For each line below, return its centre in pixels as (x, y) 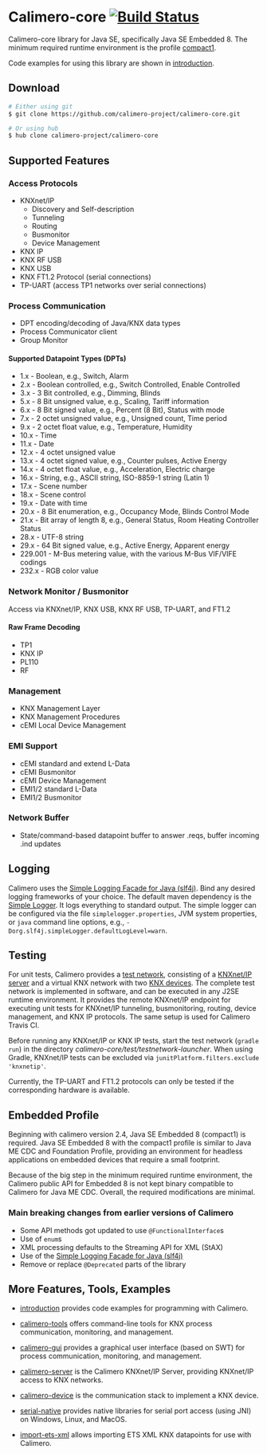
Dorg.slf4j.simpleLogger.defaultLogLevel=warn (87, 931)
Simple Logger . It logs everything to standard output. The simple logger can (132, 905)
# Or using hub (33, 128)
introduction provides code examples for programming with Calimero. (134, 1308)
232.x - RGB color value (59, 571)
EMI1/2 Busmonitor (51, 797)
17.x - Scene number (53, 486)
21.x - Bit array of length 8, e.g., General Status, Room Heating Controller (139, 520)
